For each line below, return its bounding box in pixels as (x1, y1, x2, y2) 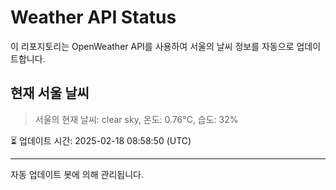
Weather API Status (10, 6, 177, 29)
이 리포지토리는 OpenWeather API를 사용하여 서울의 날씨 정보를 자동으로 (10, 40, 295, 52)
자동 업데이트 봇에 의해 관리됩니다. (10, 168, 144, 180)
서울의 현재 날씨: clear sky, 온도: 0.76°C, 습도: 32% (34, 113, 239, 125)
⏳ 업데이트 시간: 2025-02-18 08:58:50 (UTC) (10, 134, 192, 146)
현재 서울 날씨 (10, 85, 90, 102)
